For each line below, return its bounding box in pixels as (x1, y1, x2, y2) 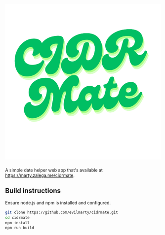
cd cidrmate (5, 215, 30, 220)
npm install (5, 220, 30, 225)
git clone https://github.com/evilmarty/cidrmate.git (5, 210, 119, 215)
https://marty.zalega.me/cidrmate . (5, 172, 75, 178)
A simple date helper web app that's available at (5, 167, 103, 173)
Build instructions (5, 187, 61, 195)
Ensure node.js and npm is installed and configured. (5, 200, 111, 205)
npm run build (5, 226, 35, 231)
